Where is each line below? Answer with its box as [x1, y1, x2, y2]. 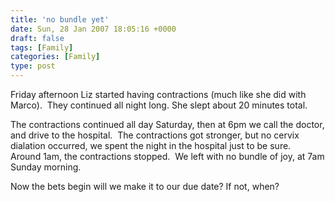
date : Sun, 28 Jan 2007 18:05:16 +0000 [10, 24, 177, 34]
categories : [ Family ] [10, 52, 101, 62]
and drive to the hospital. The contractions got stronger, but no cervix [10, 129, 300, 141]
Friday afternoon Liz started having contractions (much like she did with [10, 89, 307, 100]
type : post [10, 61, 56, 71]
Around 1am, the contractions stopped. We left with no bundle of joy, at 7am [10, 151, 325, 162]
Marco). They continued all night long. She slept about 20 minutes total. [10, 99, 308, 111]
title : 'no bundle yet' [10, 14, 110, 25]
